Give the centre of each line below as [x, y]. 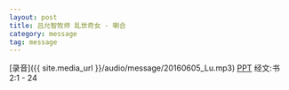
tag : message [33, 42]
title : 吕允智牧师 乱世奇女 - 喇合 [68, 26]
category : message [43, 34]
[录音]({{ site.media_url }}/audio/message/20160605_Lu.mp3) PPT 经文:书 [144, 68]
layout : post [33, 17]
